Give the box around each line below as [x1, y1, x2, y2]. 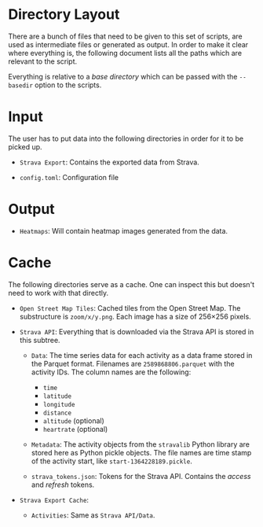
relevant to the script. [8, 57, 78, 66]
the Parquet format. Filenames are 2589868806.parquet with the [31, 359, 235, 368]
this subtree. [19, 335, 60, 345]
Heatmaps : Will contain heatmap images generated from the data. [19, 226, 228, 235]
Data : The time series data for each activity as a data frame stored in [31, 350, 253, 359]
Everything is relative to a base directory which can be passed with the [8, 72, 238, 81]
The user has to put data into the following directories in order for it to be [8, 134, 244, 143]
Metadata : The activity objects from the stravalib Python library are [31, 439, 250, 449]
